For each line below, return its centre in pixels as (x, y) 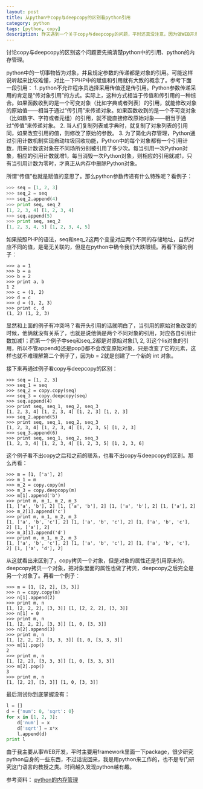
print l (16, 739)
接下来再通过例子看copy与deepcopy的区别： (62, 369)
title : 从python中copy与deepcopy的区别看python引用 (69, 18)
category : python (28, 23)
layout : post (23, 12)
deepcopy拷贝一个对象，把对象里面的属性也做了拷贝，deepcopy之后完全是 (100, 568)
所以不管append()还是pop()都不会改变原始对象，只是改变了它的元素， (104, 348)
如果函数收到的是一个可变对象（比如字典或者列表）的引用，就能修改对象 (107, 103)
